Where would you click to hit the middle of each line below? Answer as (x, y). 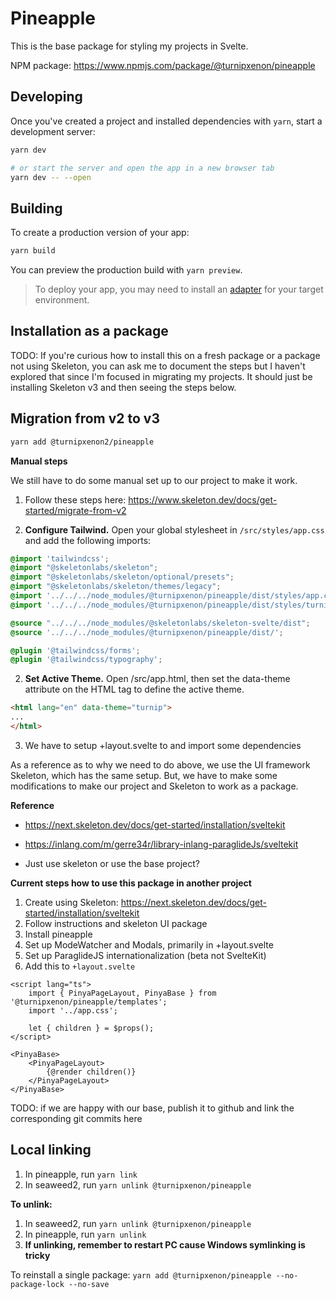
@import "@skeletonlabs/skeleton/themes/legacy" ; (116, 587)
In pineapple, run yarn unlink (85, 1234)
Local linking (51, 1150)
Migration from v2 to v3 (85, 418)
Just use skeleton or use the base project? (112, 863)
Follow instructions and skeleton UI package (116, 923)
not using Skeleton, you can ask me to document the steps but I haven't (158, 366)
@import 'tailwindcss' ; (60, 558)
